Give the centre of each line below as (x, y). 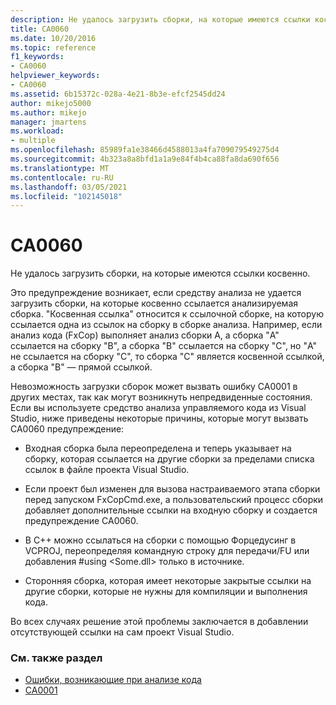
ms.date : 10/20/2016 (53, 38)
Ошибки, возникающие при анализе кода (113, 680)
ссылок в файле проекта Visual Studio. (107, 470)
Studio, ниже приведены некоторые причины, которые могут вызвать (159, 418)
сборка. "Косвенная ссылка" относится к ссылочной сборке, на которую (167, 314)
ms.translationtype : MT (60, 168)
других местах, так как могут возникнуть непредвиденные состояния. (161, 397)
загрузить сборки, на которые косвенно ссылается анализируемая (154, 303)
